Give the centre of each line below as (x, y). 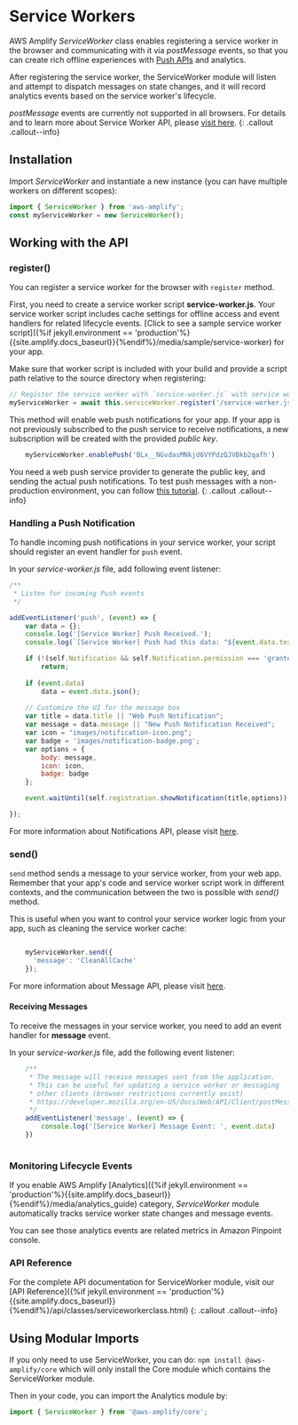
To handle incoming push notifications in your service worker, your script (143, 542)
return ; (55, 667)
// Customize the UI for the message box (102, 708)
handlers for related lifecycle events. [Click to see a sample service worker (145, 323)
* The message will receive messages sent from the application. (152, 1077)
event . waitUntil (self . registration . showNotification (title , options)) (157, 799)
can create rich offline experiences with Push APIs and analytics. (128, 59)
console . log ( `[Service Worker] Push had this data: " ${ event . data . (152, 642)
